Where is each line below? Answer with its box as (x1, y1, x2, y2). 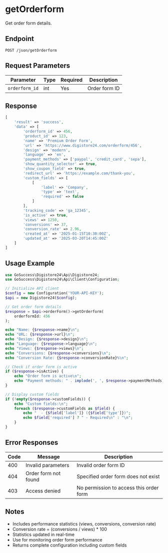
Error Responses (5, 438, 58, 447)
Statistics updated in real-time (12, 531, 75, 537)
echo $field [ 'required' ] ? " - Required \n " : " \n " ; (23, 415, 133, 420)
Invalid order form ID (76, 461, 125, 468)
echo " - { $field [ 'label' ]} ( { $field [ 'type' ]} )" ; (23, 410, 131, 416)
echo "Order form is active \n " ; (14, 374, 81, 379)
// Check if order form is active (5, 364, 77, 369)
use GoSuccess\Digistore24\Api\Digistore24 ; (5, 272, 99, 277)
